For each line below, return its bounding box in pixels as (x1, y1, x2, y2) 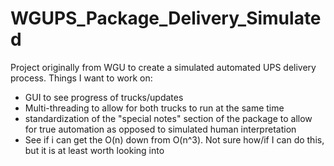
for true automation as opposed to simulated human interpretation (24, 123, 297, 135)
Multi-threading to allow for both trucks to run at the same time (24, 102, 285, 114)
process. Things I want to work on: (10, 72, 153, 84)
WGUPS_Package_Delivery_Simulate (10, 7, 322, 30)
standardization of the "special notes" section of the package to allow (24, 112, 313, 124)
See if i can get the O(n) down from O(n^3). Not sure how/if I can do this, (24, 133, 325, 146)
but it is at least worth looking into (24, 144, 165, 156)
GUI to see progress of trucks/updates (24, 91, 184, 103)
